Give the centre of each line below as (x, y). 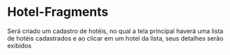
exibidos (20, 45)
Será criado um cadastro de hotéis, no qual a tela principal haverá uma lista (115, 31)
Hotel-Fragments (58, 12)
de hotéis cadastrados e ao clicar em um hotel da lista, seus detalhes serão (115, 38)
